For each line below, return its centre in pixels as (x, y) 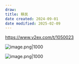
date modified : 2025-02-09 (33, 23)
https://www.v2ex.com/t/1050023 (39, 37)
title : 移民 (17, 14)
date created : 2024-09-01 (32, 19)
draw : (11, 10)
